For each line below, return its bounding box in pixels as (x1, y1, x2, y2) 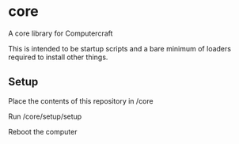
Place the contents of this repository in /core (8, 96, 154, 105)
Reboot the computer (8, 127, 78, 136)
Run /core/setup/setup (8, 112, 82, 121)
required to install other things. (8, 52, 108, 62)
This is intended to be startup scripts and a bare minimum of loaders (8, 44, 232, 53)
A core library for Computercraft (8, 28, 113, 38)
